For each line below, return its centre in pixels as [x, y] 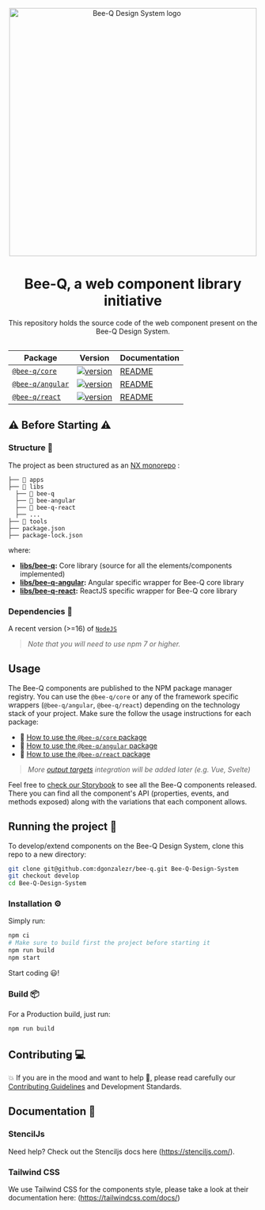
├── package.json [37, 528]
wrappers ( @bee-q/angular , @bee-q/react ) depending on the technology [124, 705]
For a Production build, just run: [59, 1014]
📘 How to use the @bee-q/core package [83, 737]
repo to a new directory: [47, 854]
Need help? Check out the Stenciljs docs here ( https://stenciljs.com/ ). [121, 1151]
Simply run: [27, 921]
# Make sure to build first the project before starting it [110, 943]
